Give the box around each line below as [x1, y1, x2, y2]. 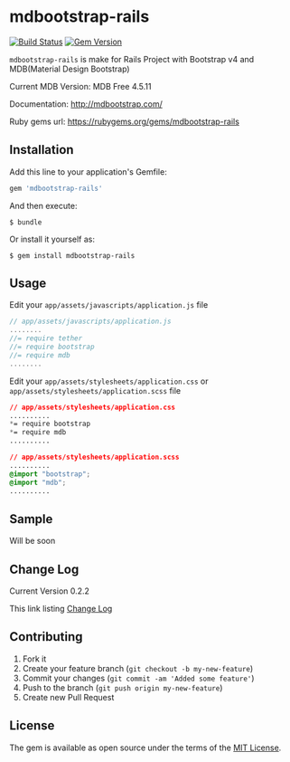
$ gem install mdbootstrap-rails [9, 251, 136, 260]
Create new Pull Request [22, 691, 115, 702]
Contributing [9, 629, 83, 644]
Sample [9, 511, 53, 527]
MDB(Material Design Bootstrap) [9, 63, 130, 74]
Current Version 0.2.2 [9, 586, 90, 596]
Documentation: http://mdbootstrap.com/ [9, 98, 163, 110]
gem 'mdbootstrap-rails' [9, 184, 103, 193]
